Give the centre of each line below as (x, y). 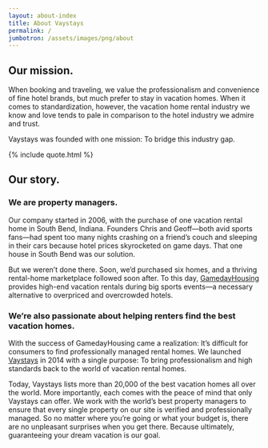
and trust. (24, 124)
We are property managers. (63, 202)
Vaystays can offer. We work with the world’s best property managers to (127, 402)
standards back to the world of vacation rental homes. (98, 369)
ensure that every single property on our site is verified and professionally (130, 410)
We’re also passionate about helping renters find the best (122, 315)
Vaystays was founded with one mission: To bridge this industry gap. (122, 139)
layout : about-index (43, 16)
